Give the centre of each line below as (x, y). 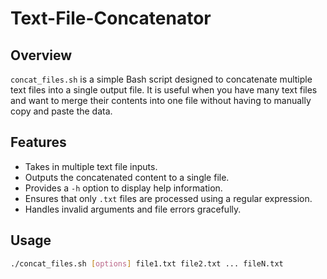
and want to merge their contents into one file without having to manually (161, 100)
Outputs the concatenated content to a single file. (127, 177)
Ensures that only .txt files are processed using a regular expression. (168, 198)
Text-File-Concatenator (111, 18)
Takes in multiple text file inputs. (91, 166)
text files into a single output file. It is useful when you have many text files (164, 90)
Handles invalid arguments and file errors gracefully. (133, 209)
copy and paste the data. (61, 111)
